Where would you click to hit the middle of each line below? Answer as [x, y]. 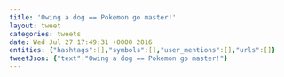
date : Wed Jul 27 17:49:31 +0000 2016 [81, 42]
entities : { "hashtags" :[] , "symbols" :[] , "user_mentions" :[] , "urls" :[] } [142, 50]
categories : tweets [45, 34]
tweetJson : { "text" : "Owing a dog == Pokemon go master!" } [118, 58]
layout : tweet [35, 26]
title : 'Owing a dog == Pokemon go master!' [93, 17]
